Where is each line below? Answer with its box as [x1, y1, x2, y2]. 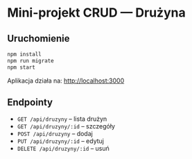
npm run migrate [7, 57, 54, 64]
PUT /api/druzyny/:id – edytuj [17, 137, 104, 145]
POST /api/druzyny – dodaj [17, 130, 94, 138]
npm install [7, 51, 42, 58]
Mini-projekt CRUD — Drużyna [7, 5, 186, 21]
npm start [7, 64, 36, 71]
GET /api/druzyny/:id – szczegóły [17, 122, 116, 131]
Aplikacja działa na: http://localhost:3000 [7, 76, 125, 85]
